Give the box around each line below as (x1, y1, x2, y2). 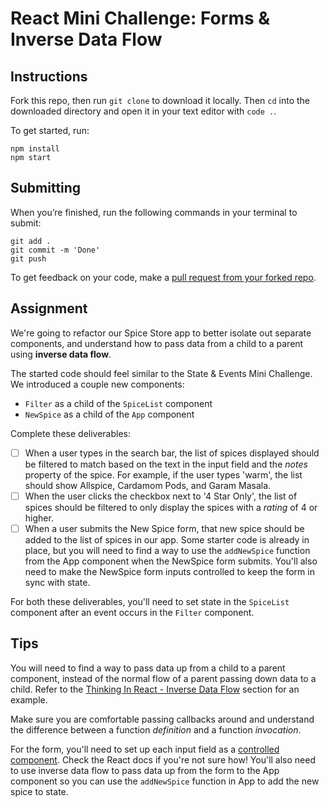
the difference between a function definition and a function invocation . (10, 723, 302, 736)
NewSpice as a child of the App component (24, 408, 195, 420)
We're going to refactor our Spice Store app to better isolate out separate (10, 327, 312, 339)
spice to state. (10, 785, 69, 797)
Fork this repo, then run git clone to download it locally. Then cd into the (10, 95, 310, 106)
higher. (24, 512, 54, 524)
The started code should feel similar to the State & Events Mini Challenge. (10, 367, 313, 379)
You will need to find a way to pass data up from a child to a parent (10, 662, 286, 674)
